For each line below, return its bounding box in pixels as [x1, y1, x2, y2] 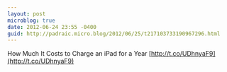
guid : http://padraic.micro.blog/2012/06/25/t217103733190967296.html [7, 30, 221, 37]
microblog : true [7, 17, 55, 24]
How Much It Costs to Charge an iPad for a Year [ [7, 49, 152, 58]
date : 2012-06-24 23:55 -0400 [7, 23, 97, 30]
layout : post [7, 10, 46, 18]
